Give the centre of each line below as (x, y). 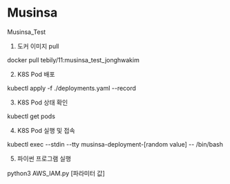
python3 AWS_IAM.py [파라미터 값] (56, 173)
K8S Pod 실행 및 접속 (46, 130)
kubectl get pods (31, 116)
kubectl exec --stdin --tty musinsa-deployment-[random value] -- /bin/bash (115, 144)
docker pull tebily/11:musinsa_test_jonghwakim (73, 59)
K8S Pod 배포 (36, 74)
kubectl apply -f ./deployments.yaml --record (72, 88)
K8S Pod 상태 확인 (42, 102)
